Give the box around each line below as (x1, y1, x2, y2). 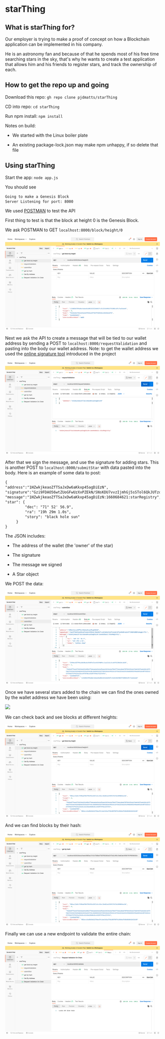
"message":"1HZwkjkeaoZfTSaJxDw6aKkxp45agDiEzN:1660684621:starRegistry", (5, 495, 162, 500)
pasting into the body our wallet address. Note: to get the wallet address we (5, 346, 159, 352)
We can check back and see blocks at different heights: (5, 714, 118, 720)
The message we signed (12, 561, 62, 568)
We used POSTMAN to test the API (5, 208, 76, 214)
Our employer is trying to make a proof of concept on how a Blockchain (5, 36, 150, 42)
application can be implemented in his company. (5, 41, 103, 47)
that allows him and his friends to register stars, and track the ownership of (5, 62, 157, 67)
